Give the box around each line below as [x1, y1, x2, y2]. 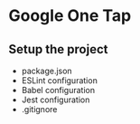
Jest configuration [21, 94, 90, 105]
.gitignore [21, 104, 58, 114]
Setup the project [8, 42, 108, 57]
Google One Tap [8, 5, 132, 26]
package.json [21, 65, 73, 76]
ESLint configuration [21, 75, 98, 86]
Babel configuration [21, 85, 96, 95]
